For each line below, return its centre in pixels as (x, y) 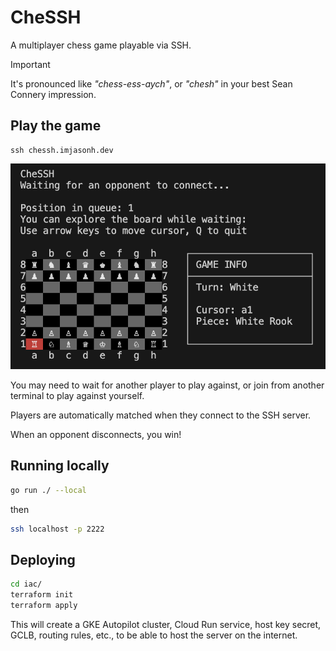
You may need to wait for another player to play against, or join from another (167, 385)
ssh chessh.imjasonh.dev (62, 150)
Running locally (60, 466)
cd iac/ (26, 584)
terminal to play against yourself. (77, 395)
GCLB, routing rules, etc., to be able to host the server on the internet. (154, 635)
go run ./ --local (48, 490)
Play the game (56, 126)
